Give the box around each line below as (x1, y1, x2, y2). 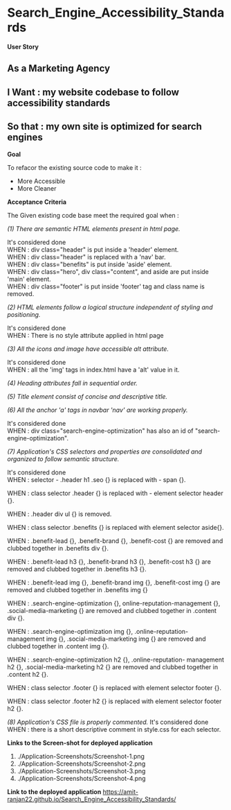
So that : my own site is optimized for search (7, 121, 203, 132)
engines (7, 132, 43, 144)
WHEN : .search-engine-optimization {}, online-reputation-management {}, (7, 598, 221, 607)
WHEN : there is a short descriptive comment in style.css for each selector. (7, 725, 221, 733)
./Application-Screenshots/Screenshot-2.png (17, 759, 146, 768)
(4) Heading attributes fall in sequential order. (7, 379, 138, 387)
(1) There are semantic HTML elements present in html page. (7, 224, 181, 233)
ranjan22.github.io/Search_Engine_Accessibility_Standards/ (7, 795, 176, 803)
